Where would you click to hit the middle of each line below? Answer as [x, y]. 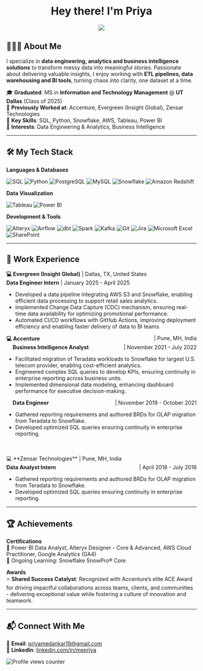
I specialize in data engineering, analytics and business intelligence [93, 61]
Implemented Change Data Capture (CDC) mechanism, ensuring [95, 307]
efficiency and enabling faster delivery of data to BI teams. [88, 327]
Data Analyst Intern [31, 467]
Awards [16, 573]
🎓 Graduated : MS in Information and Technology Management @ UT [95, 92]
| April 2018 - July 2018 [168, 467]
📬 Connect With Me [46, 626]
